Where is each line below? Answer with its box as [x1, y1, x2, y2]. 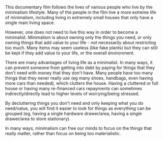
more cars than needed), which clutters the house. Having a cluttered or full [5, 80, 159, 86]
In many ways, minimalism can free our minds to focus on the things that [5, 125, 152, 131]
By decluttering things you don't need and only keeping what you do [5, 100, 144, 106]
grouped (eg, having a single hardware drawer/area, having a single [5, 111, 142, 117]
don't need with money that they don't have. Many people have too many [5, 70, 153, 75]
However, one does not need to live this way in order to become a [5, 29, 138, 35]
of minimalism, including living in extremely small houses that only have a [5, 15, 153, 20]
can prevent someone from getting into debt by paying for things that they [5, 65, 155, 70]
